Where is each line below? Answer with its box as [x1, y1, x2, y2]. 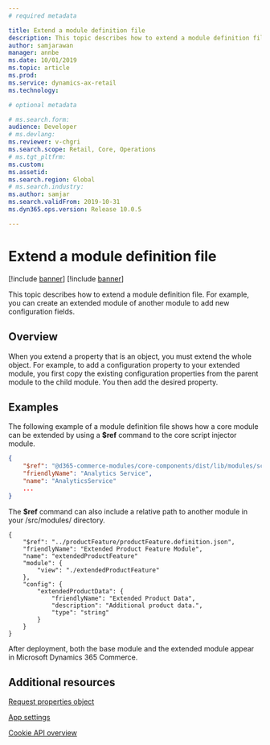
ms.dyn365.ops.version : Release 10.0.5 [8, 206, 142, 214]
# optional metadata [8, 101, 78, 109]
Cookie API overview [8, 728, 78, 738]
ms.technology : [8, 86, 59, 94]
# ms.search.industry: [8, 183, 84, 191]
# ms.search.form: [8, 115, 70, 123]
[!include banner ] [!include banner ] [8, 273, 125, 283]
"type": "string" [51, 608, 110, 617]
